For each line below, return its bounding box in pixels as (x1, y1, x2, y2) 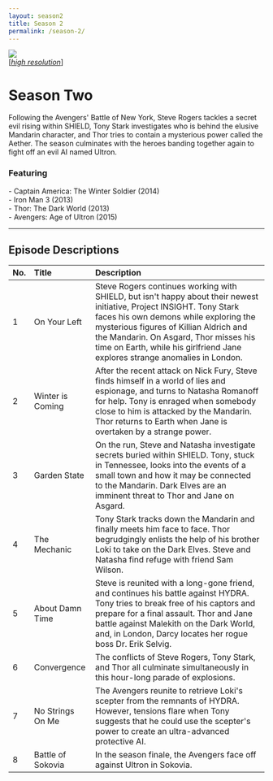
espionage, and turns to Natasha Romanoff (94, 385, 259, 397)
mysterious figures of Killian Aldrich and (94, 322, 248, 333)
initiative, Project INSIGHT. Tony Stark (94, 302, 240, 313)
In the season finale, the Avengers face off (94, 749, 257, 761)
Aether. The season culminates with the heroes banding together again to (8, 139, 254, 149)
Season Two (8, 86, 93, 104)
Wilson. (94, 564, 124, 575)
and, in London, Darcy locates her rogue (94, 628, 249, 640)
